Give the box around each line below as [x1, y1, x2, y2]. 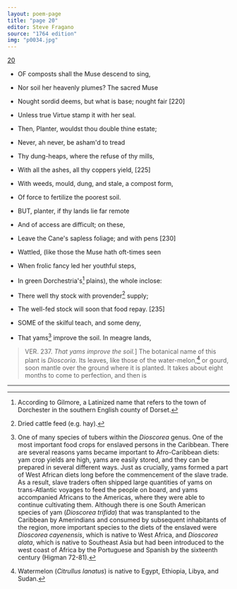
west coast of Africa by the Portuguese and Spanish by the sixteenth [17, 545, 218, 554]
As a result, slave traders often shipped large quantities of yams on [17, 478, 213, 486]
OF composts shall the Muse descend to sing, [17, 70, 151, 78]
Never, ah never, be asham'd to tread [17, 139, 126, 147]
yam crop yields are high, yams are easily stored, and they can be [17, 455, 209, 464]
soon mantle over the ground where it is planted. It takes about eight [24, 363, 224, 372]
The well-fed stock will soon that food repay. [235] [17, 305, 165, 313]
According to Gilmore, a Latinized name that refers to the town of [17, 397, 207, 407]
